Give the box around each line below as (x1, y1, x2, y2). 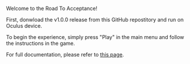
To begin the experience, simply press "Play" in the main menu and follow (6, 34, 185, 40)
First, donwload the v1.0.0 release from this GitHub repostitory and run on (6, 16, 184, 23)
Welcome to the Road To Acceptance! (6, 5, 98, 12)
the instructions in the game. (6, 40, 75, 47)
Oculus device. (6, 23, 42, 29)
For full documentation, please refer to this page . (6, 51, 124, 58)
